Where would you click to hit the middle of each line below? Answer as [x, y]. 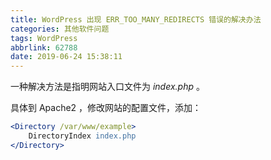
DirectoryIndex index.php [82, 136]
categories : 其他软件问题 [60, 29]
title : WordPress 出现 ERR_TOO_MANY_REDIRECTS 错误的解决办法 [136, 19]
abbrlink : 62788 [44, 47]
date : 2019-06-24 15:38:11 [66, 57]
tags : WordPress [44, 38]
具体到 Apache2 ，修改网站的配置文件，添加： [106, 108]
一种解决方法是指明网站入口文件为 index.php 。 [107, 87]
